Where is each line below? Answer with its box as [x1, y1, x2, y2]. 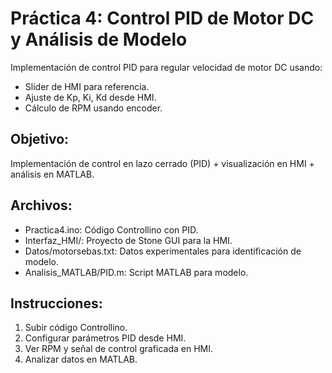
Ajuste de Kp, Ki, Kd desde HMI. [24, 91, 157, 103]
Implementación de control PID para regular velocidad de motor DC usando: [10, 61, 323, 73]
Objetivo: [10, 131, 70, 148]
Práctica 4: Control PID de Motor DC [10, 7, 315, 30]
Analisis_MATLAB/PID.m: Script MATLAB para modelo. [24, 266, 249, 278]
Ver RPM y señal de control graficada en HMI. [24, 343, 214, 355]
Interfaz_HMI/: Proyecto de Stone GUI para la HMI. [24, 234, 233, 246]
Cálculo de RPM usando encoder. [24, 102, 163, 114]
